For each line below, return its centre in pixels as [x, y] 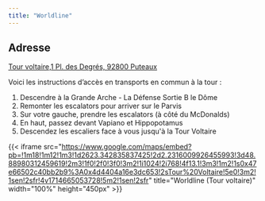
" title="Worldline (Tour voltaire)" [202, 180]
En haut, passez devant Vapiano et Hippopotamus [101, 123]
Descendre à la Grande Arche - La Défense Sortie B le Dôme [119, 98]
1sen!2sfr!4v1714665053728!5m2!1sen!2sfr [79, 180]
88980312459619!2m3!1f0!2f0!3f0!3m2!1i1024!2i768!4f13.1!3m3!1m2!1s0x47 [132, 164]
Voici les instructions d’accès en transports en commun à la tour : [115, 82]
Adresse [30, 48]
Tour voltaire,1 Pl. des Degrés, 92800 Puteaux [83, 67]
